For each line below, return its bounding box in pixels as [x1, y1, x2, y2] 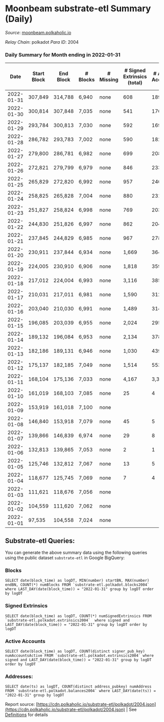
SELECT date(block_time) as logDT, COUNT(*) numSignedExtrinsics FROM [5, 614, 152, 619]
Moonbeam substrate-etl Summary [5, 3, 151, 14]
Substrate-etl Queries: [5, 537, 75, 545]
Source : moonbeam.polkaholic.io [5, 29, 72, 35]
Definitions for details [5, 712, 48, 718]
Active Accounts [5, 638, 45, 645]
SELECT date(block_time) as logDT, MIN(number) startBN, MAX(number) [5, 578, 150, 583]
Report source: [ [5, 701, 38, 707]
